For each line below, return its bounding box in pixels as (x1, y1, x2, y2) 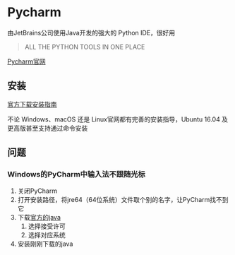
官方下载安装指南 (7, 100, 57, 108)
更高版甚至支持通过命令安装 (7, 124, 88, 132)
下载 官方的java (17, 213, 61, 222)
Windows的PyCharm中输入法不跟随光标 (7, 170, 146, 179)
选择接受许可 (28, 222, 66, 230)
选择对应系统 (28, 231, 66, 239)
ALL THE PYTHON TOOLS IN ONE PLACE (24, 42, 145, 51)
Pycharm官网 (7, 57, 46, 66)
